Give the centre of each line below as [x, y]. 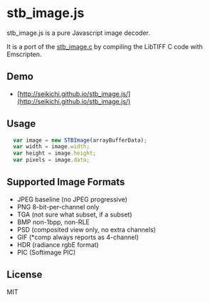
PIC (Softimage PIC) [46, 252]
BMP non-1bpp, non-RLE [53, 222]
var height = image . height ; [55, 153]
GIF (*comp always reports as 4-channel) [78, 237]
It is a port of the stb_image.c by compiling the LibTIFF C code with [105, 46]
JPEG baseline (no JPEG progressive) [72, 199]
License [25, 275]
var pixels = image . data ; [52, 160]
